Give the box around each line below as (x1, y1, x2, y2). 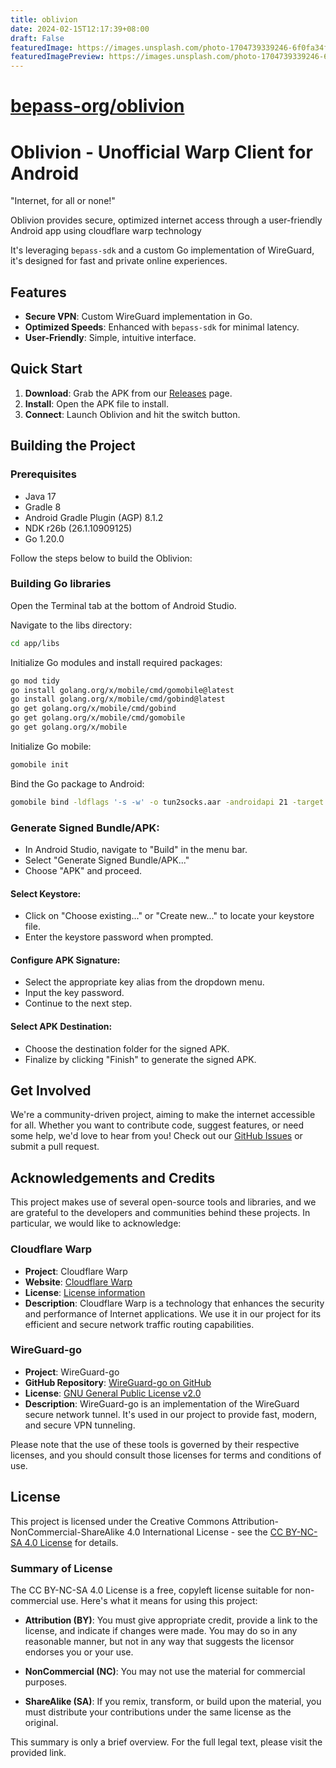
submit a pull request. (10, 1141, 100, 1153)
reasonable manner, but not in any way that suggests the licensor (24, 1635, 295, 1647)
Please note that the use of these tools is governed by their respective (10, 1438, 300, 1450)
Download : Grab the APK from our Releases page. (24, 387, 233, 399)
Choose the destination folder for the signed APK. (24, 1042, 230, 1055)
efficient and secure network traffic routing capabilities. (24, 1318, 255, 1330)
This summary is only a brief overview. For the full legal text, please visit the (10, 1736, 323, 1748)
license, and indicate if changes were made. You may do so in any (24, 1624, 298, 1636)
